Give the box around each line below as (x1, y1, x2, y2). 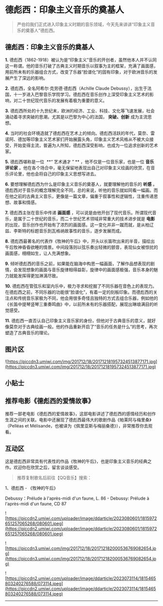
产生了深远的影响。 (9, 75, 48, 81)
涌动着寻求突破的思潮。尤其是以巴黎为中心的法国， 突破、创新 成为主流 (5, 114, 148, 119)
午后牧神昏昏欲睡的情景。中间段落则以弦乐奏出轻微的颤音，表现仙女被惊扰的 (5, 244, 158, 250)
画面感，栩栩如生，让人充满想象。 (5, 250, 73, 256)
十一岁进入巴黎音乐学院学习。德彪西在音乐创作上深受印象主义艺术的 (13, 91, 149, 97)
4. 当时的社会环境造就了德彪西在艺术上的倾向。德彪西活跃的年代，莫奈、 (5, 130, 151, 136)
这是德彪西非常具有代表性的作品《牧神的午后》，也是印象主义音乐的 (5, 458, 139, 464)
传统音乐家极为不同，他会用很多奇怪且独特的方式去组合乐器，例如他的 (17, 295, 158, 301)
